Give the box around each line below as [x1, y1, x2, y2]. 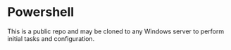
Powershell [7, 4, 75, 20]
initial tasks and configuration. [7, 34, 95, 42]
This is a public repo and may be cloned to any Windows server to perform [7, 27, 224, 35]
